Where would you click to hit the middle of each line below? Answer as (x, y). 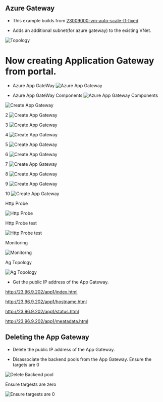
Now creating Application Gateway (80, 61)
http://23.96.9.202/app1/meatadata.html (47, 321)
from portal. (31, 71)
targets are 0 (26, 364)
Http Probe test (21, 223)
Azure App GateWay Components (47, 95)
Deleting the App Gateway (47, 337)
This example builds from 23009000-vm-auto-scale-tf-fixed (75, 20)
